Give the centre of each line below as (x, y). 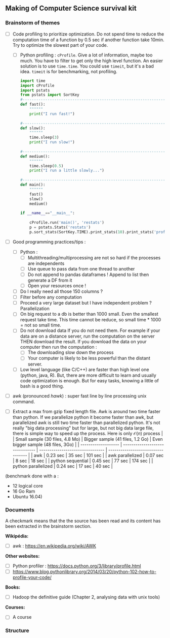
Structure (17, 631)
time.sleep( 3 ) (44, 138)
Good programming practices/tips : (49, 241)
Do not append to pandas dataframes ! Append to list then (88, 275)
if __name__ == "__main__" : (47, 213)
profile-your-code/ (32, 578)
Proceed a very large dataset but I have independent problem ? (86, 303)
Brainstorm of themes (33, 23)
